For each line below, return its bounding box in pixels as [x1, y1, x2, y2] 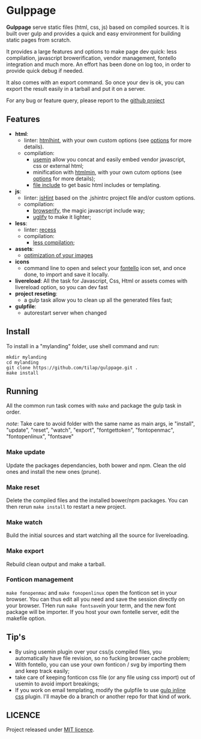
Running [6, 386, 39, 396]
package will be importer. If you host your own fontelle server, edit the [6, 608, 179, 615]
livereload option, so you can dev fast [14, 283, 108, 290]
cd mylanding [6, 359, 39, 366]
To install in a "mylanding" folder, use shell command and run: [6, 342, 160, 349]
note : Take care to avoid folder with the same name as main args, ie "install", [6, 420, 195, 428]
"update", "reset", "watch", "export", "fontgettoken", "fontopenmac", [6, 426, 175, 434]
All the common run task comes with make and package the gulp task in [6, 402, 182, 409]
